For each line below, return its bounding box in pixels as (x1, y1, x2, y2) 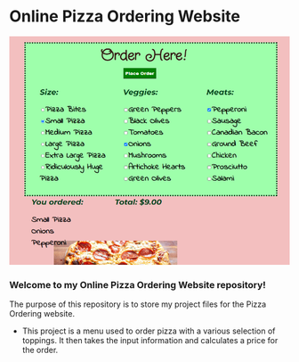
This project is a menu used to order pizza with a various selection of (21, 325, 276, 336)
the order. (21, 345, 59, 356)
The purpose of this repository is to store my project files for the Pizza (9, 299, 267, 309)
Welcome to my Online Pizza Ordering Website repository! (9, 278, 267, 291)
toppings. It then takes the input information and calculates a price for (21, 335, 279, 346)
